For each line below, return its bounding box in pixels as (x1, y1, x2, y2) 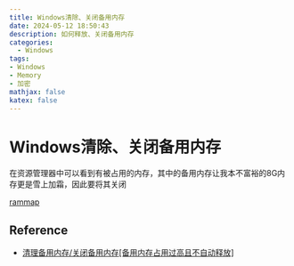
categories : (9, 37, 53, 47)
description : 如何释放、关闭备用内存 (9, 29, 135, 38)
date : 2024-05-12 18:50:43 (9, 21, 110, 30)
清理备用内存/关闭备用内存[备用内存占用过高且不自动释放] (21, 247, 234, 258)
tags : (9, 54, 29, 63)
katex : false (9, 95, 58, 105)
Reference (9, 222, 69, 238)
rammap (9, 197, 40, 207)
